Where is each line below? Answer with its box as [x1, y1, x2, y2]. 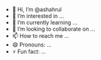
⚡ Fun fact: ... [12, 48, 46, 55]
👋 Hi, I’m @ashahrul [12, 6, 62, 13]
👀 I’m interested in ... [12, 12, 64, 20]
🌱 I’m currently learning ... [12, 19, 78, 26]
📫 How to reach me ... [12, 32, 69, 39]
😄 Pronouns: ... [12, 41, 52, 48]
